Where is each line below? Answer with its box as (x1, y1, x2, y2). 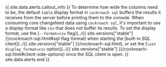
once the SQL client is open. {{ (65, 51, 129, 57)
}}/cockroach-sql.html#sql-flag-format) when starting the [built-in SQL (5, 35, 151, 41)
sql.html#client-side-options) (5, 51, 65, 57)
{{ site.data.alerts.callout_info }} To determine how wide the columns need (5, 4, 158, 10)
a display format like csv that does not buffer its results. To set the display (5, 25, 156, 31)
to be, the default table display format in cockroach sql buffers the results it (5, 9, 161, 15)
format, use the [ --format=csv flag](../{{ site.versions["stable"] (5, 31, 133, 36)
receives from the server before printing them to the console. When (5, 15, 144, 20)
